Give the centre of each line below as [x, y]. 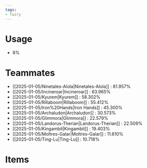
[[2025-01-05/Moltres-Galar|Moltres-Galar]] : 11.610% [68, 134]
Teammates [30, 73]
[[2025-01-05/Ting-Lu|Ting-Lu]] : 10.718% [56, 139]
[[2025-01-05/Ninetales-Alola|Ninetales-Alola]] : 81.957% [72, 86]
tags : [11, 10]
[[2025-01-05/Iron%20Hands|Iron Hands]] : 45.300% [68, 108]
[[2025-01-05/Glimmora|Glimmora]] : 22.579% [60, 118]
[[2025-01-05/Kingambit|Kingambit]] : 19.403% [61, 129]
